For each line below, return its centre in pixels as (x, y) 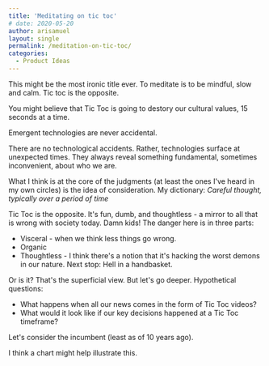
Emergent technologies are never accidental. (83, 132)
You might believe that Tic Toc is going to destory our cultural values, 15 (128, 108)
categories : (28, 53)
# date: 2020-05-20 (41, 23)
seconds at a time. (39, 117)
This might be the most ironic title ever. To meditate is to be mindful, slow (130, 84)
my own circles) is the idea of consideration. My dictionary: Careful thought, (135, 189)
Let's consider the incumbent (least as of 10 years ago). (101, 337)
